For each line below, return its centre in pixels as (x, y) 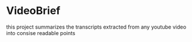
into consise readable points (41, 33)
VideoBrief (33, 11)
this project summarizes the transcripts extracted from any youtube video (96, 27)
